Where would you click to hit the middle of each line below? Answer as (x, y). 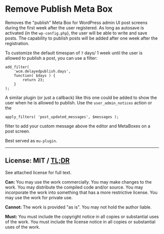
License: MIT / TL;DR (37, 161)
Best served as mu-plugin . (31, 140)
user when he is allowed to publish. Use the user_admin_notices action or (79, 103)
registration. (17, 43)
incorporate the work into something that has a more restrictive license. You (81, 192)
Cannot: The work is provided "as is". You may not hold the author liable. (79, 207)
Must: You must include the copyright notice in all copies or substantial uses (82, 216)
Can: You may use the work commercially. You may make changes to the (79, 182)
